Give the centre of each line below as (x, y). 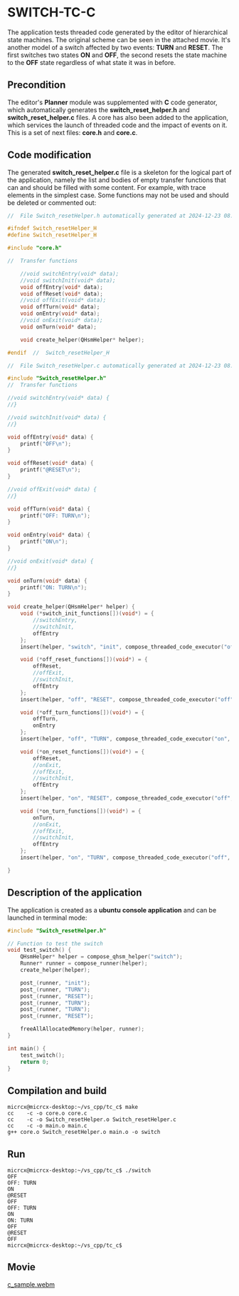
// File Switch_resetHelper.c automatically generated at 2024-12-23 (114, 366)
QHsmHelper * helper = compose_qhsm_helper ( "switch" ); (101, 957)
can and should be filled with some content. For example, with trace (107, 187)
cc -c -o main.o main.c (47, 1126)
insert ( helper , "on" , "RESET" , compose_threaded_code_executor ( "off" (126, 798)
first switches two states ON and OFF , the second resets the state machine (117, 55)
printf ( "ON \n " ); (44, 542)
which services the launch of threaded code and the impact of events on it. (117, 125)
